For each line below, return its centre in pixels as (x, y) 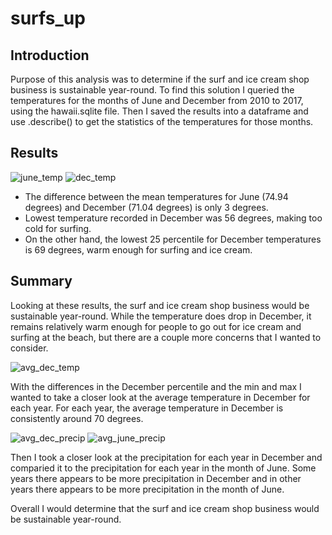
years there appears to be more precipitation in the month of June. (147, 489)
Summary (41, 281)
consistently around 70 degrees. (77, 418)
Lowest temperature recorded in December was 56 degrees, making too (173, 218)
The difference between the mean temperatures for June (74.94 (156, 196)
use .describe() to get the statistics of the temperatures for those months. (162, 121)
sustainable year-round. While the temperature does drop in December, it (161, 316)
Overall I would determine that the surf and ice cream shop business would (165, 508)
